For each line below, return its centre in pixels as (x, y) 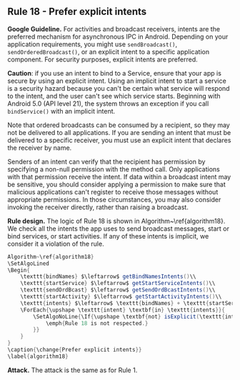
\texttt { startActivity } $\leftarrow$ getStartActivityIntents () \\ (121, 297)
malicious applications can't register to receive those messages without (113, 191)
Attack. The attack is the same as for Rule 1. (72, 370)
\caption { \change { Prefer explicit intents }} (75, 350)
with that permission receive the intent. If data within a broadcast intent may (119, 176)
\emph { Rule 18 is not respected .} (97, 323)
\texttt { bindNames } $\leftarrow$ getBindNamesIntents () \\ (108, 277)
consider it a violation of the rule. (56, 244)
